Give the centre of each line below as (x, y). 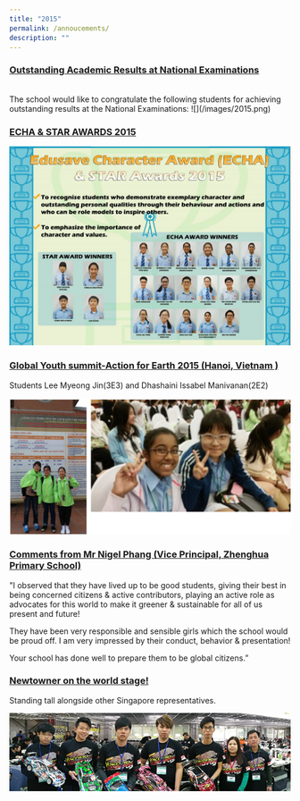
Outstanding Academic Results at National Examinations (134, 70)
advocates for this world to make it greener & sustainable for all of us (136, 604)
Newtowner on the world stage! (79, 681)
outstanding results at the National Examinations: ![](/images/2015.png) (140, 108)
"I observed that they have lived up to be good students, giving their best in (148, 585)
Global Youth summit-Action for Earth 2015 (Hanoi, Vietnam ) (144, 366)
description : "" (39, 38)
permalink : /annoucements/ (59, 28)
